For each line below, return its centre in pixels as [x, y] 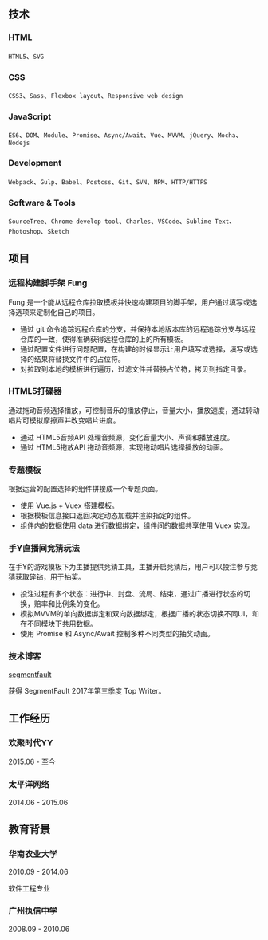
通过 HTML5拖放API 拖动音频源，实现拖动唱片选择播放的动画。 [123, 447]
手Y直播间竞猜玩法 [44, 549]
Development [35, 163]
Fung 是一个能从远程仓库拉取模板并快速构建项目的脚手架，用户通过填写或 [129, 302]
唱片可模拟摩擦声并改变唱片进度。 [64, 420]
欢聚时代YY [31, 743]
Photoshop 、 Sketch [39, 230]
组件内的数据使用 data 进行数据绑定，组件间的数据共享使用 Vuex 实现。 [137, 525]
